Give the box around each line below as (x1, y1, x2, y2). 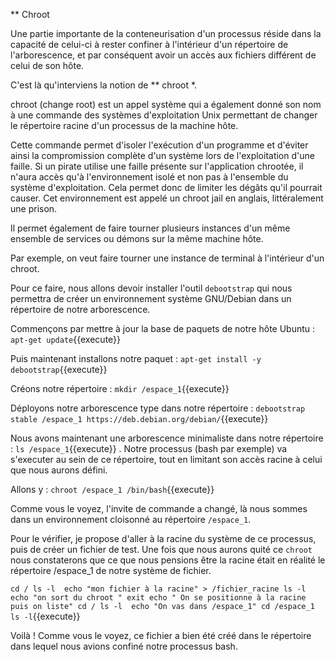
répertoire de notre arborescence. (10, 304, 151, 315)
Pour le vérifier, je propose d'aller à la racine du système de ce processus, (10, 533, 317, 544)
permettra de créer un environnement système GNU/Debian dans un (10, 293, 292, 304)
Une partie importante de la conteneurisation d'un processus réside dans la (10, 28, 322, 39)
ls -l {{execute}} (10, 610, 81, 622)
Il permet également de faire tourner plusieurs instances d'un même (10, 222, 291, 234)
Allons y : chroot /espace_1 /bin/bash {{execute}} (10, 484, 215, 495)
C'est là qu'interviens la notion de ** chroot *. (10, 79, 198, 91)
